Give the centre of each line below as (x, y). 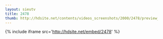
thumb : (12, 18)
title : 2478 (17, 14)
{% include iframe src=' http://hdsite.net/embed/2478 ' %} (63, 32)
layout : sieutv (20, 9)
